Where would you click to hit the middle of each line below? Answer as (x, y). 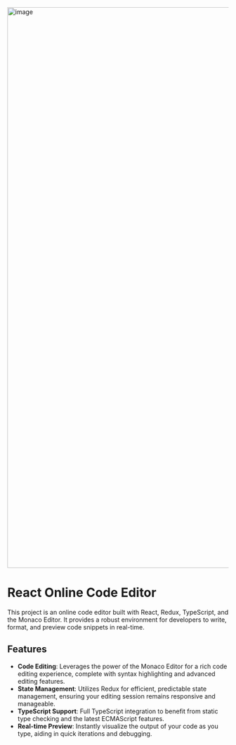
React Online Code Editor (82, 593)
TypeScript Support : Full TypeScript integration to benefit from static (118, 711)
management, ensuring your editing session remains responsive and (116, 696)
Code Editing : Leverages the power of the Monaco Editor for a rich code (122, 666)
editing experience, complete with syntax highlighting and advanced (116, 674)
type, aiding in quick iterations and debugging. (85, 733)
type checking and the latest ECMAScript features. (91, 718)
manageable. (36, 703)
